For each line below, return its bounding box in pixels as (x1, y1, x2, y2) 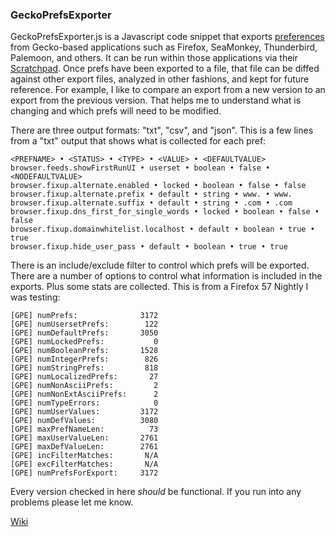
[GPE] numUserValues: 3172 (10, 407, 159, 417)
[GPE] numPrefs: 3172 (10, 311, 159, 321)
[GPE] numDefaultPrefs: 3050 (10, 328, 159, 338)
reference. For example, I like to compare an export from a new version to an (10, 84, 326, 96)
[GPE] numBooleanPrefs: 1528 (10, 346, 159, 356)
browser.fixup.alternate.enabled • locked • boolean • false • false (10, 181, 307, 191)
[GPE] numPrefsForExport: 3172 (10, 468, 159, 478)
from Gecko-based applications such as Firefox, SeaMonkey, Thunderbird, (10, 41, 318, 53)
